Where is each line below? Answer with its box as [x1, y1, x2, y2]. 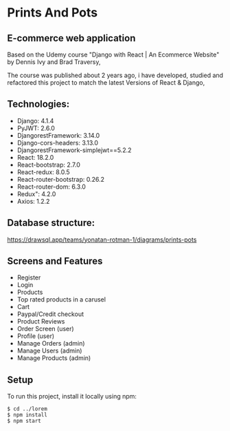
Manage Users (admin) [16, 346, 82, 355]
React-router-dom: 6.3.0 [16, 182, 86, 191]
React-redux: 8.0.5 [16, 167, 70, 176]
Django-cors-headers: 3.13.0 [16, 138, 98, 147]
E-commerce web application [7, 32, 136, 44]
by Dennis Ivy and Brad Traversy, [7, 58, 101, 66]
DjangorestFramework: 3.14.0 [16, 131, 100, 139]
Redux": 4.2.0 [16, 189, 56, 198]
